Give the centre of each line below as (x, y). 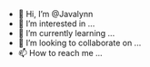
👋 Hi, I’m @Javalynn (55, 14)
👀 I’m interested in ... (56, 24)
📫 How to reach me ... (60, 53)
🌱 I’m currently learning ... (66, 33)
